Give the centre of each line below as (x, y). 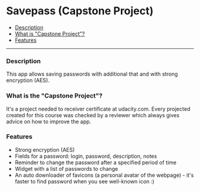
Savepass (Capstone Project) (80, 11)
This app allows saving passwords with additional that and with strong (92, 74)
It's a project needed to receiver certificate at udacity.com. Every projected (98, 109)
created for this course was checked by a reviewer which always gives (93, 115)
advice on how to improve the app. (49, 121)
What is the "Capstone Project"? (54, 96)
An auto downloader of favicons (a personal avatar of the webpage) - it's (104, 175)
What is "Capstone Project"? (50, 33)
